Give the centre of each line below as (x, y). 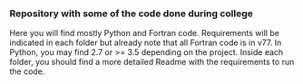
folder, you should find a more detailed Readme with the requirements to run (152, 62)
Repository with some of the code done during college (132, 14)
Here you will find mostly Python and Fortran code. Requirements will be (144, 33)
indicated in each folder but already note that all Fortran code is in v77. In (146, 42)
